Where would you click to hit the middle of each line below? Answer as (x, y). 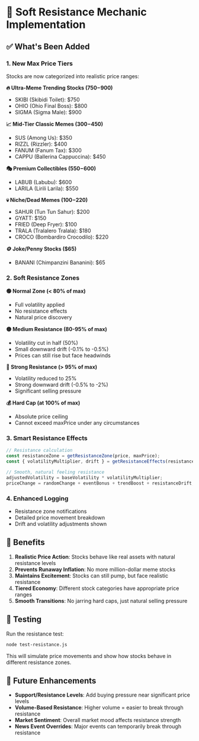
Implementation (46, 25)
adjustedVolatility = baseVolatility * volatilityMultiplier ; (84, 477)
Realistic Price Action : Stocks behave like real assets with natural (95, 557)
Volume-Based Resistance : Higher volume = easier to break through (99, 708)
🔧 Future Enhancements (51, 681)
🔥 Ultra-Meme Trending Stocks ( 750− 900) (60, 88)
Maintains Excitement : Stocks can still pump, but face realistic (92, 575)
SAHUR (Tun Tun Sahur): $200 (52, 211)
